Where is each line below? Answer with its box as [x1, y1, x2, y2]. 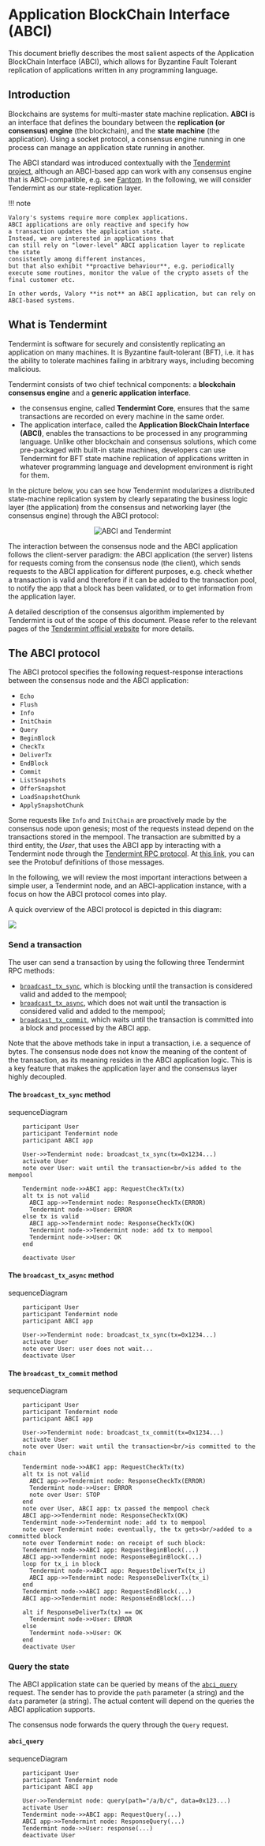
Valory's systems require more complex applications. [8, 213, 189, 222]
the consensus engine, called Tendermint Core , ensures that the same [19, 403, 250, 412]
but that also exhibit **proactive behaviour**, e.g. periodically [8, 262, 235, 270]
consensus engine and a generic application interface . [8, 388, 191, 397]
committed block [8, 1533, 62, 1540]
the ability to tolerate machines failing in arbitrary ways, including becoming [8, 355, 255, 365]
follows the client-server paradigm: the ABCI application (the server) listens [8, 550, 253, 559]
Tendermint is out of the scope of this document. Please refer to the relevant [8, 615, 257, 625]
